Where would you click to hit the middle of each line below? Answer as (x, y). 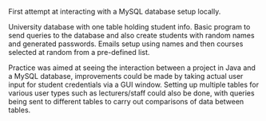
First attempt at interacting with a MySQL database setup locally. (115, 12)
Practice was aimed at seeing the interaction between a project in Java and (132, 68)
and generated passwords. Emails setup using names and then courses (126, 44)
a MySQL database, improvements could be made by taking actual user (126, 76)
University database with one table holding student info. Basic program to (129, 27)
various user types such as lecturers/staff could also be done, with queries (131, 93)
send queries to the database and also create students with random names (131, 35)
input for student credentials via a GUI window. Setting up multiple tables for (134, 84)
